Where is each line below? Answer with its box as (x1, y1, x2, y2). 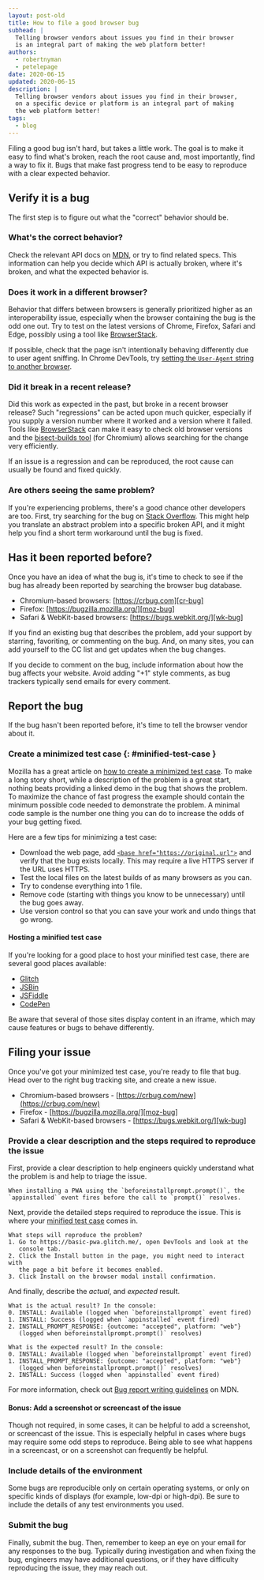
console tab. (18, 1245, 61, 1253)
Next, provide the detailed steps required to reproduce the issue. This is (8, 1207, 242, 1217)
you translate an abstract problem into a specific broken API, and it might (8, 519, 245, 529)
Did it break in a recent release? (8, 382, 132, 393)
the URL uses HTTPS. (19, 864, 91, 874)
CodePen (19, 999, 50, 1008)
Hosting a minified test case (8, 933, 102, 942)
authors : (8, 48, 37, 56)
